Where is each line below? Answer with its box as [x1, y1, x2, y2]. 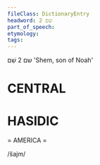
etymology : [7, 30, 39, 37]
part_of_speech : [7, 23, 55, 30]
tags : [7, 37, 23, 44]
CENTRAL [7, 80, 66, 97]
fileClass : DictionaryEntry [7, 10, 90, 18]
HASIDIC [7, 113, 59, 129]
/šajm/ [7, 149, 26, 159]
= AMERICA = [7, 136, 47, 145]
